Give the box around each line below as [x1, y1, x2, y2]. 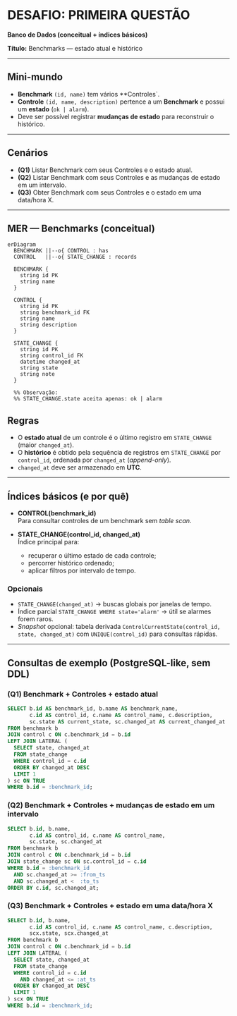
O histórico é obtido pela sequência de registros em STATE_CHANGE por [17, 448, 221, 457]
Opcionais [7, 584, 44, 594]
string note [20, 371, 55, 378]
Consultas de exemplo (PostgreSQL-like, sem [7, 656, 211, 669]
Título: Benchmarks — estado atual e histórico [7, 44, 143, 52]
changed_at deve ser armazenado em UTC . [17, 463, 142, 472]
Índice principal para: [17, 538, 80, 546]
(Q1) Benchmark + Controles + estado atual [7, 689, 159, 699]
